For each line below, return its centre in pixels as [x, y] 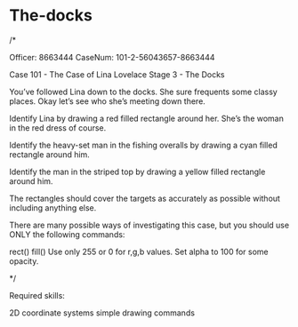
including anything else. [53, 207]
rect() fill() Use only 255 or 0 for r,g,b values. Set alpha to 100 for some [139, 251]
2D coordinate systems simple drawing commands [102, 313]
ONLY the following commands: [67, 234]
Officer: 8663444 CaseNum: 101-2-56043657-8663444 [112, 57]
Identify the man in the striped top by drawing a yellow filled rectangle [137, 171]
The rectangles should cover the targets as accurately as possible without [145, 198]
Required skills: [37, 295]
